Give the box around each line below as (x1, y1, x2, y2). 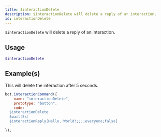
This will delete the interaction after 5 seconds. (5, 82, 99, 88)
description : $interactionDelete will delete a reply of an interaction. (5, 12, 157, 16)
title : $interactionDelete (5, 7, 59, 12)
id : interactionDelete (5, 16, 51, 21)
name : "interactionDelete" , (14, 96, 70, 101)
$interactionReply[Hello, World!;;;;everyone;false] (9, 119, 118, 124)
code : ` (14, 105, 29, 110)
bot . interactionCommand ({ (5, 91, 57, 97)
